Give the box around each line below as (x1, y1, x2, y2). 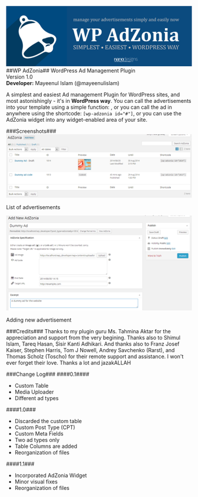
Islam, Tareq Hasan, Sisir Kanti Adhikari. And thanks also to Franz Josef (6, 340, 180, 347)
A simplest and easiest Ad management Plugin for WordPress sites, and (6, 91, 180, 98)
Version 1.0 (6, 73, 33, 80)
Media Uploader (14, 388, 54, 395)
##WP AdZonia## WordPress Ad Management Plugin (6, 67, 136, 74)
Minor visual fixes (14, 478, 58, 485)
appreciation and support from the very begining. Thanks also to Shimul (6, 334, 181, 341)
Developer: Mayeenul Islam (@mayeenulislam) (6, 79, 120, 86)
